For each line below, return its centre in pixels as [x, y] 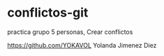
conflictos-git [48, 13]
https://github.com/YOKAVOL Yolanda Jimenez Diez [82, 45]
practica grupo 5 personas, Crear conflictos [70, 32]
